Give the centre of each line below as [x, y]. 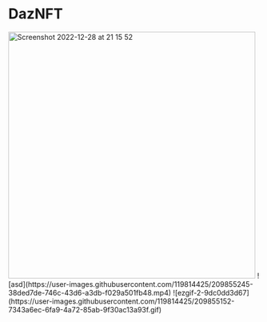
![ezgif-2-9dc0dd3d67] [211, 292]
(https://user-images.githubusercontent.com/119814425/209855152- [122, 301]
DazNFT [36, 14]
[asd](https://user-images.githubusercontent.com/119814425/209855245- [131, 284]
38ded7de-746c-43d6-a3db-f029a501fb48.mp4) [90, 292]
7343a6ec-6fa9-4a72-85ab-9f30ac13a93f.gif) [85, 309]
